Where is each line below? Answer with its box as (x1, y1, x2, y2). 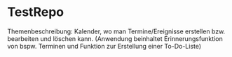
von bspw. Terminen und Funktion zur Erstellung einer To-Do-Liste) (7, 42, 202, 50)
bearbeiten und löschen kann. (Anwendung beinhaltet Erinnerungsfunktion (7, 34, 223, 42)
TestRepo (7, 4, 64, 20)
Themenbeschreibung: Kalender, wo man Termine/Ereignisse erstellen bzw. (7, 27, 226, 35)
